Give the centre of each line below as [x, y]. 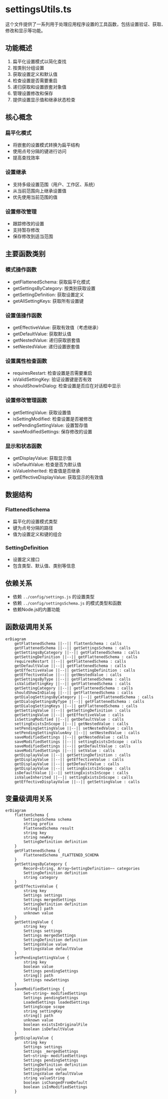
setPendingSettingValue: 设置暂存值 [50, 425]
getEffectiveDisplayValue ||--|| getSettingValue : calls [77, 782]
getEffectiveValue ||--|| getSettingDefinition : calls [75, 670]
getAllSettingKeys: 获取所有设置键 [48, 301]
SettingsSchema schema [48, 820]
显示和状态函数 [24, 446]
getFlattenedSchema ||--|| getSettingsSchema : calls [73, 648]
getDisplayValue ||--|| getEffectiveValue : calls [69, 760]
